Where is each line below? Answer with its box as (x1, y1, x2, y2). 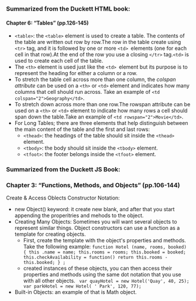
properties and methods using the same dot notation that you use (23, 271, 181, 278)
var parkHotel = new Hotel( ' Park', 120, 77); (23, 283, 142, 289)
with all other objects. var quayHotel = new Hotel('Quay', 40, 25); (23, 278, 190, 285)
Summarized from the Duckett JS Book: (6, 165, 121, 174)
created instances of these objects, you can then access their (23, 265, 173, 272)
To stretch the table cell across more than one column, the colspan (14, 76, 176, 83)
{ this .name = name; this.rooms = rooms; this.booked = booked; (23, 249, 186, 255)
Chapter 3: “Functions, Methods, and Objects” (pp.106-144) (6, 181, 180, 189)
